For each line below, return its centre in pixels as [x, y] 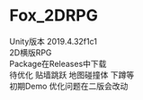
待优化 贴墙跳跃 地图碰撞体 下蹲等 [72, 75]
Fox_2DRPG [54, 16]
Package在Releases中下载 [58, 63]
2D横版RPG [31, 52]
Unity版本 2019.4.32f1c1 [53, 41]
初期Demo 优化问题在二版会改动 [69, 86]
